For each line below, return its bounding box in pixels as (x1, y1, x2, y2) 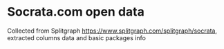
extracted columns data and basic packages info (7, 33, 147, 42)
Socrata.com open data (7, 4, 145, 20)
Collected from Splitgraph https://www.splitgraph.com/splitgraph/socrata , (7, 27, 218, 35)
